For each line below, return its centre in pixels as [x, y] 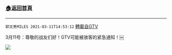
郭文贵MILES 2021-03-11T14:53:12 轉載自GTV [52, 26]
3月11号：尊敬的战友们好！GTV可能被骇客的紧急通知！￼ [65, 37]
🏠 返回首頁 [19, 8]
